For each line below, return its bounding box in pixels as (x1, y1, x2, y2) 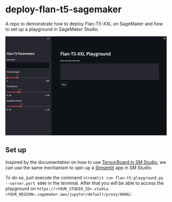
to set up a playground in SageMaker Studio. (5, 26, 99, 32)
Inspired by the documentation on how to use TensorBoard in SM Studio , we (5, 159, 166, 166)
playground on (5, 186, 36, 192)
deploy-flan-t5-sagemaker (5, 4, 122, 15)
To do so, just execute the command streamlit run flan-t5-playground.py (5, 175, 164, 181)
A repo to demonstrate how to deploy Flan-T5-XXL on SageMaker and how (5, 21, 163, 27)
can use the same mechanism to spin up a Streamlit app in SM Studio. (5, 164, 153, 171)
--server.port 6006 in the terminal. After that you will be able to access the (5, 180, 164, 186)
